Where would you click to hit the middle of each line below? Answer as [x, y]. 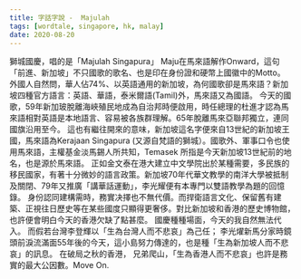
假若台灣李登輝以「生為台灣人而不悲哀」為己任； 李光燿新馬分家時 [159, 231]
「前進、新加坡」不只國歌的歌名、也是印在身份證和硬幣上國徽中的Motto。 [147, 72]
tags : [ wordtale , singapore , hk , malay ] [87, 26]
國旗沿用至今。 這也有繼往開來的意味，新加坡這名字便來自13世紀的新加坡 [146, 130]
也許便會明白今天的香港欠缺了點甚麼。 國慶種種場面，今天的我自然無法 [141, 220]
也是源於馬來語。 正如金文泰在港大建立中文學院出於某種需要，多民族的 [157, 163]
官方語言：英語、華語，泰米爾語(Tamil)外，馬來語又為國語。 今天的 [158, 95]
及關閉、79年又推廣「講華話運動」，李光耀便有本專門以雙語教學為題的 [139, 186]
